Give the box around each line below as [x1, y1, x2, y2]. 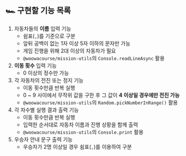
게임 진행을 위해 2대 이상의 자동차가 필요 [22, 47, 116, 54]
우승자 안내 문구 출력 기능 [14, 135, 73, 143]
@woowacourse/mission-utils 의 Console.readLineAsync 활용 [22, 54, 165, 61]
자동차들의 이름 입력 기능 [14, 25, 71, 32]
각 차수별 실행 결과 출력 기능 [14, 106, 79, 113]
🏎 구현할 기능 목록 [5, 5, 71, 16]
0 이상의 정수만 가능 [22, 69, 69, 76]
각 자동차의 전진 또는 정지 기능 [14, 76, 84, 84]
